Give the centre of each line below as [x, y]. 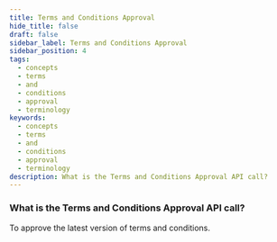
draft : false [34, 34]
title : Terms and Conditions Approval [82, 18]
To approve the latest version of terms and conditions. [110, 228]
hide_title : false [44, 26]
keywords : [28, 118]
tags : [19, 59]
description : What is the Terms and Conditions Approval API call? [139, 176]
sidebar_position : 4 [48, 51]
